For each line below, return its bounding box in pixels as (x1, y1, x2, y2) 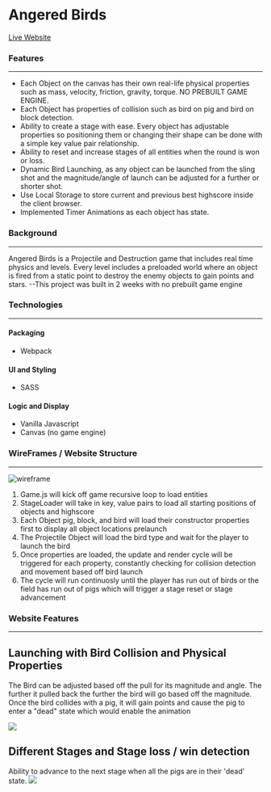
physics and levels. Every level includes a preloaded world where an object (8, 262, 258, 272)
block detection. (19, 113, 74, 123)
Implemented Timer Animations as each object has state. (19, 208, 210, 217)
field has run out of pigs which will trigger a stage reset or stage (19, 583, 233, 593)
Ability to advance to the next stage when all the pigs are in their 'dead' (8, 766, 245, 776)
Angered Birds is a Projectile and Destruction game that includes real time (8, 253, 254, 263)
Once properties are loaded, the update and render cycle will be (19, 550, 233, 559)
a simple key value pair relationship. (19, 139, 140, 149)
